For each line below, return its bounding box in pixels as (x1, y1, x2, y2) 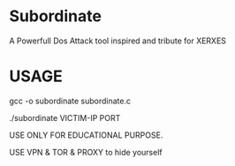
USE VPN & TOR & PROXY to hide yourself (9, 147, 163, 157)
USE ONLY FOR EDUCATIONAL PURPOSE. (9, 130, 163, 140)
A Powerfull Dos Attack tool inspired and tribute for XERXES (9, 35, 227, 46)
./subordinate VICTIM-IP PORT (9, 112, 121, 123)
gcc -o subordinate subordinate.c (9, 95, 132, 106)
